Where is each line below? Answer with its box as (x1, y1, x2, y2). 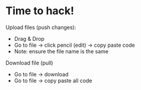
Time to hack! (5, 4, 75, 18)
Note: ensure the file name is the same (14, 47, 109, 54)
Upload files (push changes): (5, 24, 76, 31)
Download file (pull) (5, 59, 54, 66)
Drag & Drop (14, 35, 45, 42)
